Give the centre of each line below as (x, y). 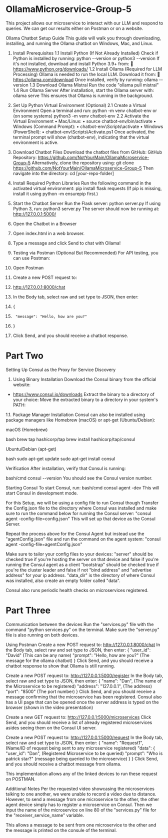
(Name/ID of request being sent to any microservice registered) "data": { (80, 748)
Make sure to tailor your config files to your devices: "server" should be (79, 554)
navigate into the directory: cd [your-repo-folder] (63, 173)
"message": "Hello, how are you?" (51, 316)
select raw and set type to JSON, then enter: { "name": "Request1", (74, 742)
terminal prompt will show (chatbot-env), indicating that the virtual (81, 137)
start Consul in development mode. (42, 493)
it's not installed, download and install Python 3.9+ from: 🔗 (73, 63)
